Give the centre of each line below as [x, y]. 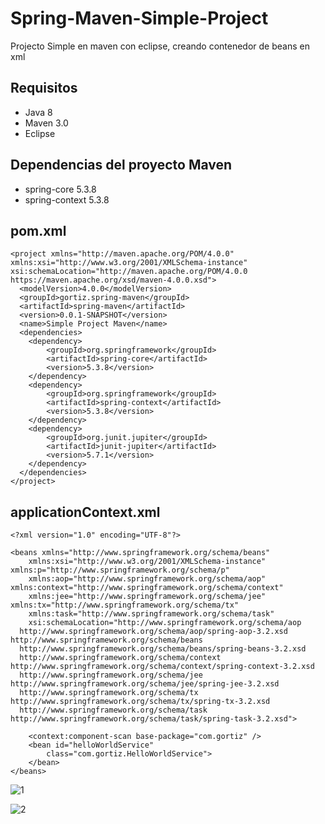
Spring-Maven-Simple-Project [139, 18]
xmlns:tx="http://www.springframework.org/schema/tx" [125, 605]
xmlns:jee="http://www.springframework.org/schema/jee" [147, 597]
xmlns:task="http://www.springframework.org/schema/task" [151, 614]
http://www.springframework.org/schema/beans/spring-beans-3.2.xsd [163, 649]
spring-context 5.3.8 [67, 199]
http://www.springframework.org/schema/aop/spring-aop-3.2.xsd [153, 632]
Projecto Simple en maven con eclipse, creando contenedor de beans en [160, 46]
